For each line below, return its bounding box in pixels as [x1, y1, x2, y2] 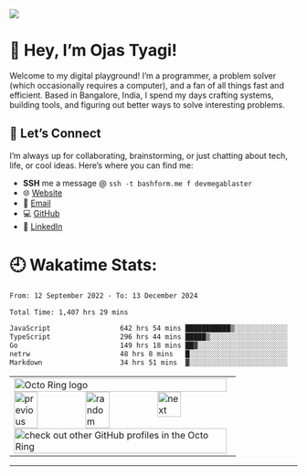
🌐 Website [22, 187, 63, 198]
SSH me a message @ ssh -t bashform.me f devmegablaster [22, 177, 253, 188]
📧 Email [22, 197, 52, 208]
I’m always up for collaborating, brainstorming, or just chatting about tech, [9, 150, 288, 161]
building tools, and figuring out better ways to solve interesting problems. [9, 99, 285, 110]
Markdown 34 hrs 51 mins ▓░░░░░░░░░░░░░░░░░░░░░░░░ [9, 357, 288, 367]
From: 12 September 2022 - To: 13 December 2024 [9, 291, 198, 301]
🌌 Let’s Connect [9, 126, 101, 142]
